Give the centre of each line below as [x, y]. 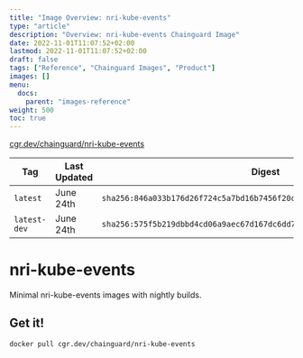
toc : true [28, 118]
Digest [266, 172]
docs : [28, 93]
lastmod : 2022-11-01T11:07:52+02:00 [78, 51]
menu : [19, 85]
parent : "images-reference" [78, 101]
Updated [74, 178]
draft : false [34, 60]
